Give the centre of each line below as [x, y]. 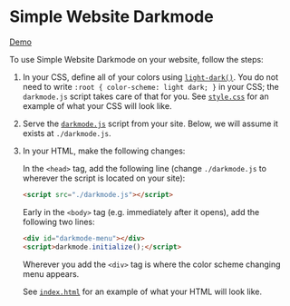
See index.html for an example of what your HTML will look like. [142, 291]
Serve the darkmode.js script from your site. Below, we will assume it [150, 123]
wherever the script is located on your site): [104, 178]
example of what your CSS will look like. [97, 105]
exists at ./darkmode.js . [67, 133]
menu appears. [51, 273]
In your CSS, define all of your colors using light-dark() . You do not [150, 77]
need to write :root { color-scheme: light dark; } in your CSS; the [150, 86]
